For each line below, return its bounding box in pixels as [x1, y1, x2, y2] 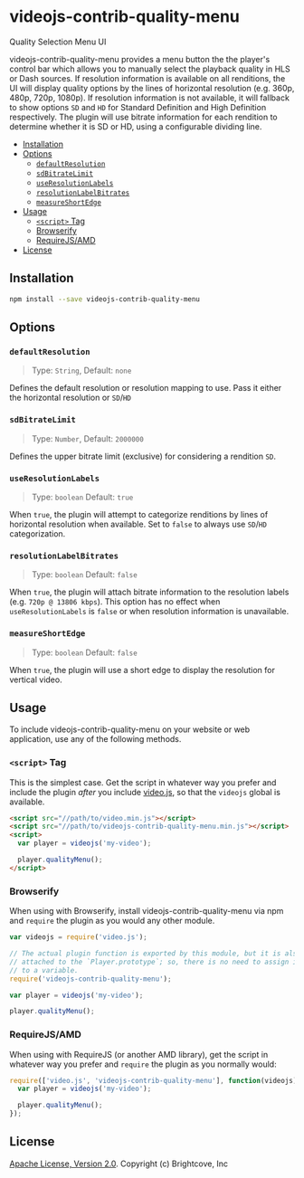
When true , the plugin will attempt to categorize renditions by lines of [9, 508, 269, 519]
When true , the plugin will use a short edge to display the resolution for [9, 664, 276, 675]
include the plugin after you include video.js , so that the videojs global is [9, 786, 280, 797]
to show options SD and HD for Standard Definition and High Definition [9, 101, 267, 112]
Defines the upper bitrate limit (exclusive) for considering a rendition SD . [9, 451, 277, 461]
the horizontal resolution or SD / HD [9, 392, 131, 404]
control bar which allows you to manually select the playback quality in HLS [9, 63, 291, 74]
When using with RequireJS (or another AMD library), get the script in [9, 1049, 269, 1059]
